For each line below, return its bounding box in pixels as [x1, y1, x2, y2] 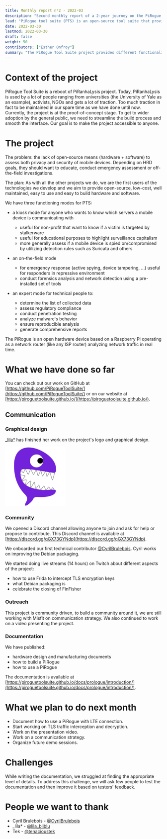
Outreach [5, 598, 29, 605]
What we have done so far [5, 364, 115, 375]
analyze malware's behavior [19, 316, 78, 322]
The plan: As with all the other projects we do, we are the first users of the [5, 180, 157, 186]
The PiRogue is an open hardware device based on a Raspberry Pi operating [5, 336, 162, 342]
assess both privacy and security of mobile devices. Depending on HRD [5, 159, 153, 165]
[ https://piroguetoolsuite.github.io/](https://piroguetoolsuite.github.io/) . [5, 396, 151, 402]
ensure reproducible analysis [19, 321, 80, 327]
